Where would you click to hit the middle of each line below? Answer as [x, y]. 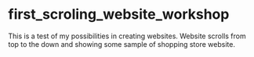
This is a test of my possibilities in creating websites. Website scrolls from [127, 36]
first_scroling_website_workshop [119, 14]
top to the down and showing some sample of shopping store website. [122, 44]
